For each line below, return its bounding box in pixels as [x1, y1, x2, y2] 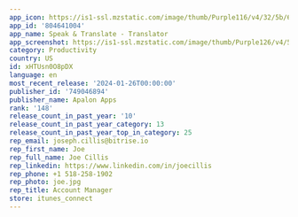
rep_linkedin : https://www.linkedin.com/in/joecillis [9, 161, 213, 170]
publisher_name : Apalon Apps [9, 95, 117, 105]
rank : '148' [9, 104, 53, 112]
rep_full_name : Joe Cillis [9, 152, 109, 162]
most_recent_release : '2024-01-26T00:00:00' [9, 79, 176, 88]
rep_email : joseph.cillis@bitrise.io [9, 136, 149, 145]
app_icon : [9, 12, 46, 22]
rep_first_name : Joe [9, 144, 86, 153]
